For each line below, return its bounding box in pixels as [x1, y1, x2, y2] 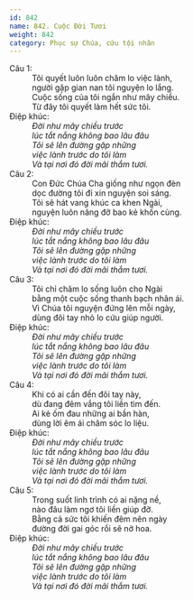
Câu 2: [9, 169, 34, 180]
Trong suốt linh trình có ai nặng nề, [32, 494, 162, 505]
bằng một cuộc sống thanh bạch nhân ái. [32, 293, 185, 304]
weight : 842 [9, 30, 54, 39]
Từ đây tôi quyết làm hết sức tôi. [32, 101, 152, 113]
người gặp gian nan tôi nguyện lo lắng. [32, 82, 174, 93]
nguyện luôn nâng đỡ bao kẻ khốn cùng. [32, 207, 182, 217]
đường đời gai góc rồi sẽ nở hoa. [32, 523, 152, 534]
